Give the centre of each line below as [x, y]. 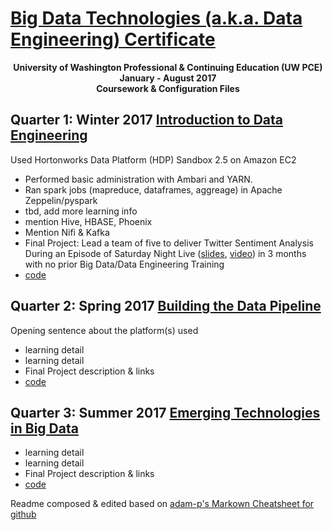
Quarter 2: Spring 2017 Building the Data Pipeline [166, 306]
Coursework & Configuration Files [168, 88]
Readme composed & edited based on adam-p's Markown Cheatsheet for [162, 504]
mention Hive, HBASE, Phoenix [88, 221]
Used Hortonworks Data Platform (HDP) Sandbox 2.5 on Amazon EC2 [153, 159]
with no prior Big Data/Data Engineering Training [124, 264]
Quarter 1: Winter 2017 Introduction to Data [147, 120]
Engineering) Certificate [113, 39]
